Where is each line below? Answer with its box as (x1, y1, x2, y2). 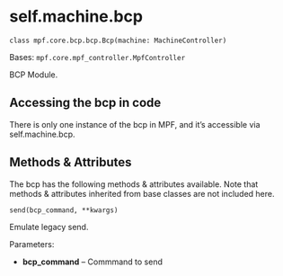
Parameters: (9, 238, 55, 249)
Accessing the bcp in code (9, 95, 162, 111)
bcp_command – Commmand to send (22, 256, 164, 267)
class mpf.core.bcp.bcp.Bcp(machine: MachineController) (9, 36, 227, 45)
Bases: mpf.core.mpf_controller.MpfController (9, 51, 186, 62)
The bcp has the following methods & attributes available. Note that (9, 178, 259, 190)
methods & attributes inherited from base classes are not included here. (9, 188, 275, 199)
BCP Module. (9, 69, 58, 80)
